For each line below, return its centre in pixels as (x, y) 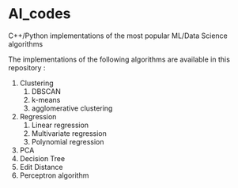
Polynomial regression (68, 141)
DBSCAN (46, 91)
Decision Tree (42, 158)
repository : (27, 67)
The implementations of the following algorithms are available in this (119, 59)
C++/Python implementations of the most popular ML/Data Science (118, 36)
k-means (46, 100)
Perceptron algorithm (54, 175)
